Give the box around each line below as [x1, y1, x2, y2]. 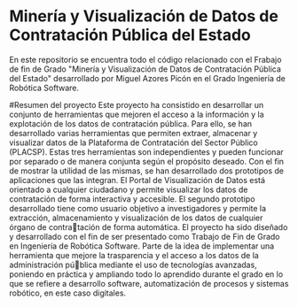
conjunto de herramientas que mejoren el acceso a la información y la [9, 109, 264, 119]
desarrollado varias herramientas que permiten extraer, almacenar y [9, 127, 258, 138]
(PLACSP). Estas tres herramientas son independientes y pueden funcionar [9, 146, 284, 157]
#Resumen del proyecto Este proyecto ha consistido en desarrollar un [9, 99, 264, 110]
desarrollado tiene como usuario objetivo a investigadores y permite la [9, 203, 267, 213]
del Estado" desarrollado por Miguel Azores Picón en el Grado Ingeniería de [9, 73, 286, 83]
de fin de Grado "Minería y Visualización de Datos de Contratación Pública [9, 64, 282, 74]
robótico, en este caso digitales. [9, 288, 127, 298]
